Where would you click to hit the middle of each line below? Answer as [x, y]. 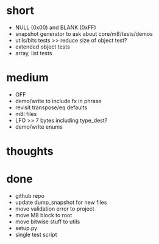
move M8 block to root [44, 215]
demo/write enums [39, 127]
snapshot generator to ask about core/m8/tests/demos [84, 33]
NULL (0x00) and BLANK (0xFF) [55, 27]
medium [27, 78]
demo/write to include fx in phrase [58, 101]
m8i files [26, 114]
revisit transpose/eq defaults [51, 107]
